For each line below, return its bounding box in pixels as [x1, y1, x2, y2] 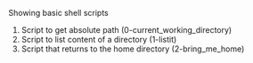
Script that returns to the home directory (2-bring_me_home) [20, 43, 245, 54]
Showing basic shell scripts [8, 8, 109, 18]
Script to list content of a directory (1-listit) [20, 35, 177, 44]
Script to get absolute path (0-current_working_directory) [20, 25, 233, 35]
